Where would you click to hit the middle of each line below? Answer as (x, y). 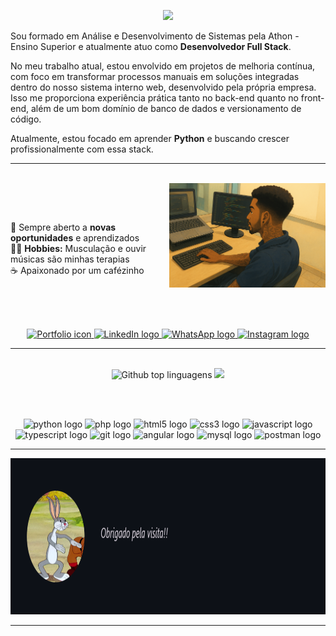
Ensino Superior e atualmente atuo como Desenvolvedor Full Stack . (151, 46)
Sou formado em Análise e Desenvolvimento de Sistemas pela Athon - (155, 36)
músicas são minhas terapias (70, 259)
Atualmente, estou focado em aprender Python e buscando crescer (150, 138)
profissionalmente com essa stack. (82, 149)
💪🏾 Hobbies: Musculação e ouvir (78, 248)
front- (312, 98)
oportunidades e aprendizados (75, 238)
